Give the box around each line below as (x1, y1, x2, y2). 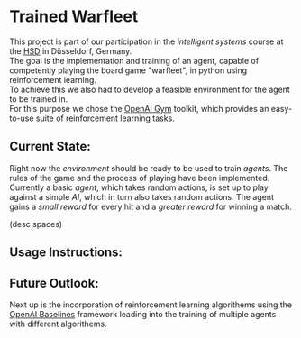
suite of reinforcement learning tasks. (35, 113, 176, 123)
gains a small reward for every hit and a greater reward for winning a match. (9, 201, 293, 212)
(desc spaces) (9, 218, 63, 229)
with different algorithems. (9, 318, 107, 329)
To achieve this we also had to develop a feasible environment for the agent (9, 84, 290, 95)
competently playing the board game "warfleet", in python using (9, 65, 248, 76)
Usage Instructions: (9, 245, 123, 260)
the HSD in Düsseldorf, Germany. (9, 45, 132, 56)
